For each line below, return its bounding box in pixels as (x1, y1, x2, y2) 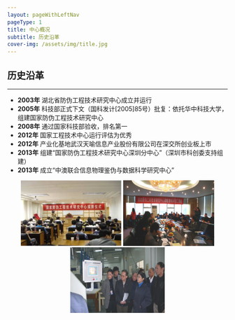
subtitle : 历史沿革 (7, 34, 60, 41)
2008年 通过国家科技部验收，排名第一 (17, 122, 128, 130)
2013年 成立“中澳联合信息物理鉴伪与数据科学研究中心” (17, 165, 175, 174)
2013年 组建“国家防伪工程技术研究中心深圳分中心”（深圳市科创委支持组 (17, 148, 224, 157)
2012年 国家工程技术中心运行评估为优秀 (17, 130, 132, 139)
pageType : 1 (7, 18, 42, 26)
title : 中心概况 (7, 26, 50, 33)
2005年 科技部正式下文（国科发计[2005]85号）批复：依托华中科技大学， (17, 104, 228, 113)
